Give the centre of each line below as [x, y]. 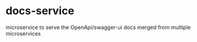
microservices [23, 33]
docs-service [40, 11]
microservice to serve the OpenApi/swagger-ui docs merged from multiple [98, 27]
